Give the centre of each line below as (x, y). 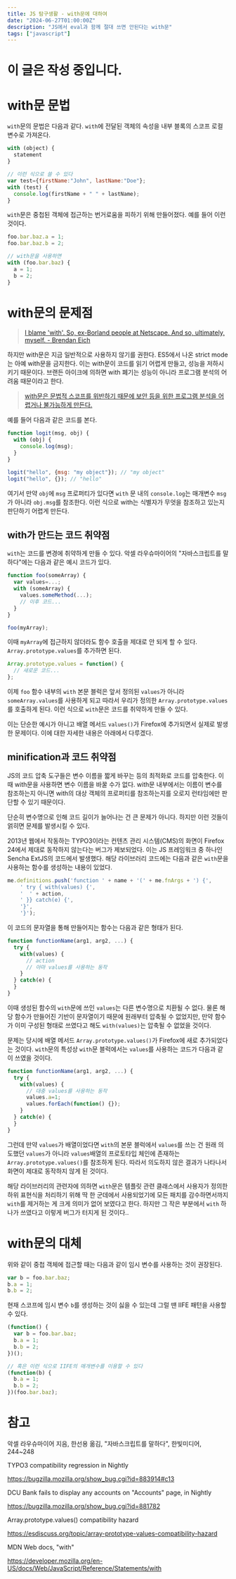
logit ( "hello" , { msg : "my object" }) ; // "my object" (86, 472)
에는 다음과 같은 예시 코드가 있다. (66, 562)
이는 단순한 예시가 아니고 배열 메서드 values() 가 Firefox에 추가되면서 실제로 (111, 724)
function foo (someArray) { (47, 576)
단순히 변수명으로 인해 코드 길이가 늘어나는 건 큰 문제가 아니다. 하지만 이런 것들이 (118, 817)
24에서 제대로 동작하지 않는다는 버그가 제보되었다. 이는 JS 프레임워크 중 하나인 (115, 849)
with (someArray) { (42, 589)
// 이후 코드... (41, 602)
